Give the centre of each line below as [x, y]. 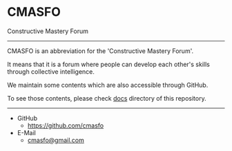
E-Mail [26, 132]
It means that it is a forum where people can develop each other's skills [109, 64]
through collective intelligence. [51, 71]
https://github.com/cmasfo [66, 125]
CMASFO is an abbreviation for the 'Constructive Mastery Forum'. [100, 51]
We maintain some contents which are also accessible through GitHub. [108, 85]
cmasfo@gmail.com [56, 140]
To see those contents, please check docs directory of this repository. [107, 98]
